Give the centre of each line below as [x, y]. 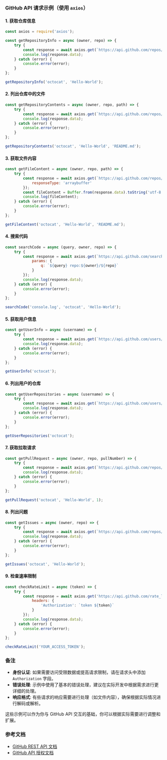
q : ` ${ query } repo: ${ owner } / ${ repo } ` [80, 266]
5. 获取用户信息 [21, 319]
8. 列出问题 [17, 512]
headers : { [43, 601]
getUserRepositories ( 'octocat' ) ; [40, 436]
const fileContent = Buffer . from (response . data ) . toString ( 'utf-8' [93, 192]
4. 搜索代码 [17, 236]
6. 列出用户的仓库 [23, 383]
